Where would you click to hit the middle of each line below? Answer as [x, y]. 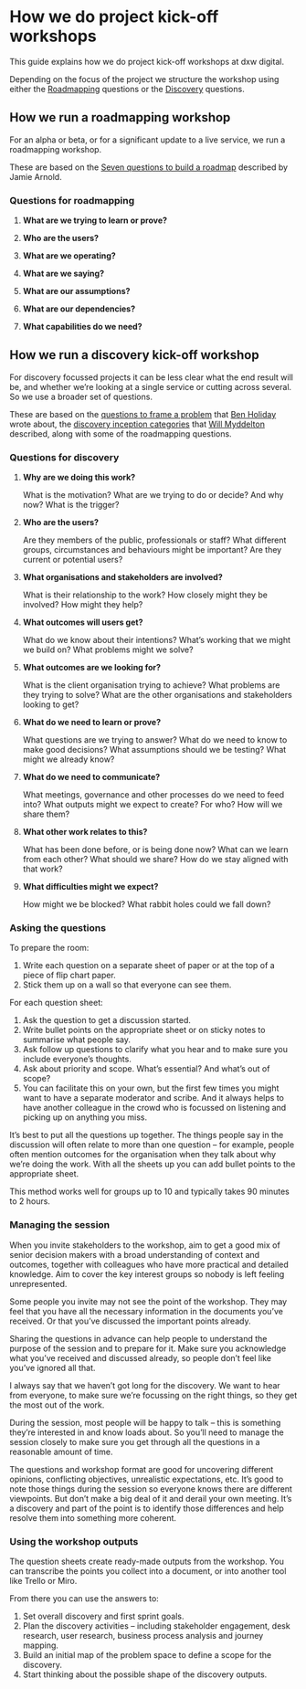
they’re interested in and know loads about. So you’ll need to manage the [147, 1432]
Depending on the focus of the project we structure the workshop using [144, 79]
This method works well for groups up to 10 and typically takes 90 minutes [149, 1192]
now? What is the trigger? [71, 505]
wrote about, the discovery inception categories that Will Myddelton [137, 424]
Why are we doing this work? [79, 478]
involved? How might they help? [83, 605]
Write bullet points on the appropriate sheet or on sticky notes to [144, 1030]
